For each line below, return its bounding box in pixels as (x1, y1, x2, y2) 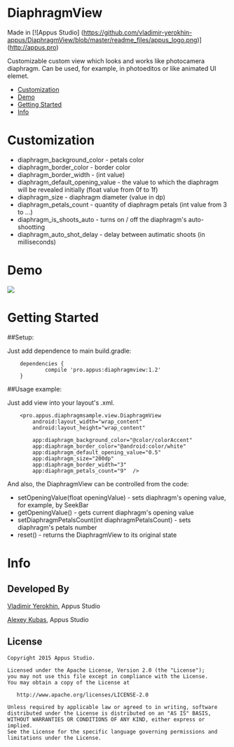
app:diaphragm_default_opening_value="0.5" (32, 448, 161, 456)
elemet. (7, 72, 29, 80)
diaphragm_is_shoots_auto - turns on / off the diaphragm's (17, 215, 187, 223)
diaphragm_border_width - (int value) (17, 170, 125, 178)
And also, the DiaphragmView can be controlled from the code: (7, 479, 189, 488)
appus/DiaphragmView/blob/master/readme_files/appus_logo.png (7, 35, 198, 44)
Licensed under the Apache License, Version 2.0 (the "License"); (7, 666, 205, 674)
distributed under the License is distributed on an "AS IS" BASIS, (7, 710, 212, 717)
